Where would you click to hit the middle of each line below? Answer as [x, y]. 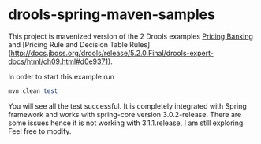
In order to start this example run [62, 76]
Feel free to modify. [40, 131]
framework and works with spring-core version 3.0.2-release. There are [125, 114]
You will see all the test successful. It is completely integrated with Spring [127, 106]
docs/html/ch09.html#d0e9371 [58, 61]
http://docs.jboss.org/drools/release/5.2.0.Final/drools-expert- [112, 53]
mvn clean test [33, 91]
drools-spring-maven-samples [112, 15]
